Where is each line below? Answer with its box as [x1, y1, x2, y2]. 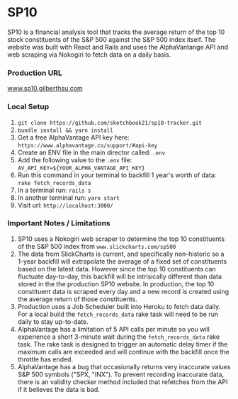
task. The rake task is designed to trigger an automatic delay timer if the [17, 339, 228, 348]
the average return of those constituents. [17, 295, 138, 303]
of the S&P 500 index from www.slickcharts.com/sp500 [17, 242, 176, 250]
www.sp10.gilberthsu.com [7, 84, 83, 93]
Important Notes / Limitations [7, 218, 111, 228]
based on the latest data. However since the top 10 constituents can [17, 264, 216, 273]
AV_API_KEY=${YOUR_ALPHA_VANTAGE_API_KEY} [17, 164, 145, 172]
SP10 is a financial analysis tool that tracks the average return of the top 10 [7, 28, 225, 36]
